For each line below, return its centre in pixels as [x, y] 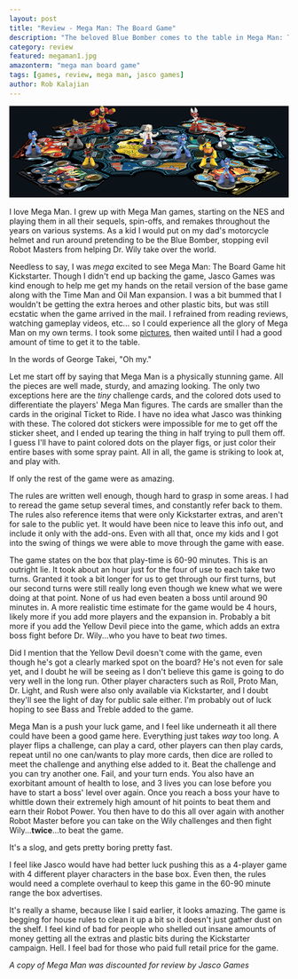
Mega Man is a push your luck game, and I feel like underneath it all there [143, 727]
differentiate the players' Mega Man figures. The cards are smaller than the [146, 405]
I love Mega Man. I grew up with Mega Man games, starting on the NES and [147, 212]
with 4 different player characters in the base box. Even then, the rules [138, 874]
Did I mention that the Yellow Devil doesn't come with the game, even [136, 653]
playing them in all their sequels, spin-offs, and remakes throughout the [140, 221]
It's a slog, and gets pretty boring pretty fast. [91, 848]
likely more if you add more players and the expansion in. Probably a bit [140, 617]
